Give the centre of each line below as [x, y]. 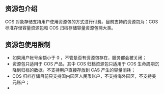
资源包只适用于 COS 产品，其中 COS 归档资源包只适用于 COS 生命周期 [83, 63]
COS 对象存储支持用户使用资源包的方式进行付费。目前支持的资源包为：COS [82, 22]
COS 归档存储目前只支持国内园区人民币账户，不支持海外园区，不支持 [82, 76]
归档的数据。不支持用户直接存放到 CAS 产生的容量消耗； [78, 70]
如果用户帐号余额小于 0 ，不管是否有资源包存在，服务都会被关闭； [79, 58]
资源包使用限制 [28, 45]
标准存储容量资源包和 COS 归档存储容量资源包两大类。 [60, 28]
